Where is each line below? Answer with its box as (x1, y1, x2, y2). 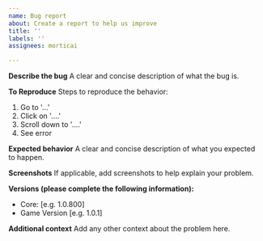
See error (19, 129, 53, 138)
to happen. (8, 153, 45, 163)
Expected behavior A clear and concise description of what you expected (8, 144, 256, 154)
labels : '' (8, 34, 45, 43)
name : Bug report (8, 11, 67, 20)
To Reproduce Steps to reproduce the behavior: (8, 87, 168, 97)
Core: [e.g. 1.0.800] (19, 200, 85, 209)
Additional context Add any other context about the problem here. (8, 224, 231, 234)
